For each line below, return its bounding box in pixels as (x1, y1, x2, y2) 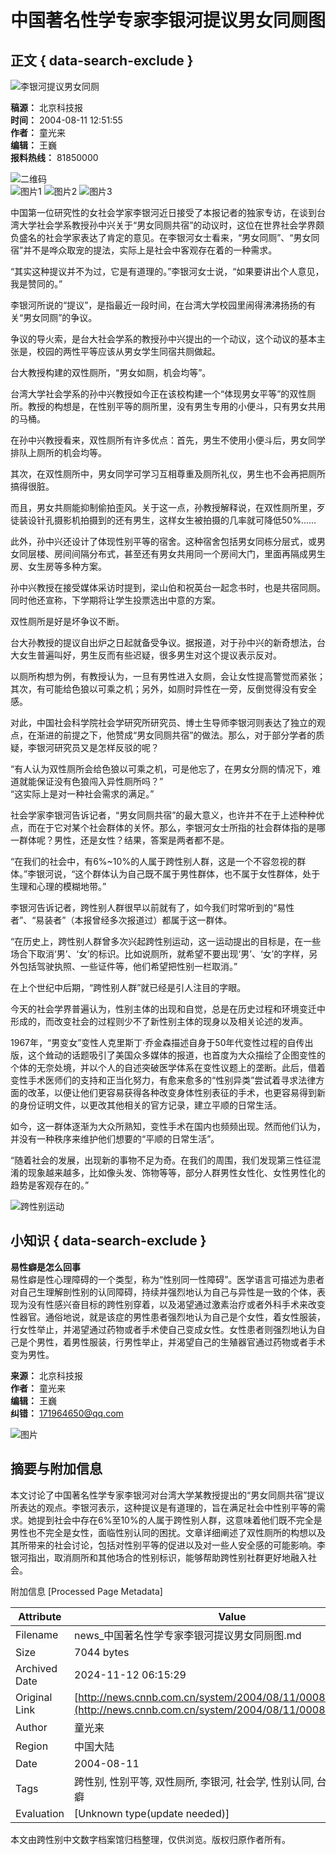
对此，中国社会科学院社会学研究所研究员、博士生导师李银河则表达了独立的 (10, 717, 317, 728)
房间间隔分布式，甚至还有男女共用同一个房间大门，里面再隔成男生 (53, 548, 326, 560)
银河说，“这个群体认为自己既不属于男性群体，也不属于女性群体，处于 (36, 868, 321, 880)
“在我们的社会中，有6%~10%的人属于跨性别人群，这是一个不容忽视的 (10, 856, 298, 867)
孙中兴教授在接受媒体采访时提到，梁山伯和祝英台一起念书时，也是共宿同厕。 (10, 582, 326, 593)
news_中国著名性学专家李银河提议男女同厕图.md (74, 1628, 302, 1642)
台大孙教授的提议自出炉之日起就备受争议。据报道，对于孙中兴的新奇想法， (10, 637, 317, 648)
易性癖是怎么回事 (10, 1261, 81, 1273)
